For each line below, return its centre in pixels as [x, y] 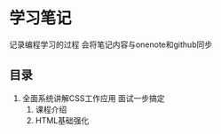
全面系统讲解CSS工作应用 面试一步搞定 [93, 98]
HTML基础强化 [62, 120]
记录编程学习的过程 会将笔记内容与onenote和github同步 [111, 44]
